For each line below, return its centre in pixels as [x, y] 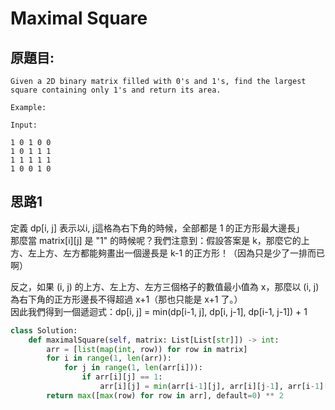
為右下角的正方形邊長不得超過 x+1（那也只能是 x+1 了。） [126, 299]
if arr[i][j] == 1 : [122, 377]
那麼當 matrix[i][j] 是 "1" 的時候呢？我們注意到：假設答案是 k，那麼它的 [156, 240]
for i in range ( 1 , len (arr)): [109, 358]
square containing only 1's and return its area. [116, 90]
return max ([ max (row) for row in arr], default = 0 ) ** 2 [165, 395]
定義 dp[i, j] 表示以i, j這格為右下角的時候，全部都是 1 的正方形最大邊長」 [157, 228]
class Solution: [44, 330]
